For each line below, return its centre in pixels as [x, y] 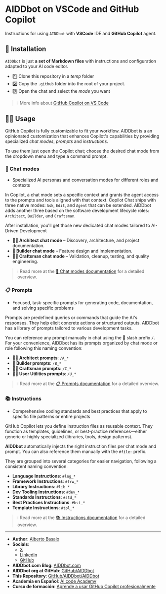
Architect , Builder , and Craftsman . [40, 216]
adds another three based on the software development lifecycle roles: [77, 210]
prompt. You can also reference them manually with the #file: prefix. [76, 452]
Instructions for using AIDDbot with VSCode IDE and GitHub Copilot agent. [81, 33]
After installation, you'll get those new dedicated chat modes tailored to [78, 225]
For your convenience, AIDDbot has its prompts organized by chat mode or [82, 343]
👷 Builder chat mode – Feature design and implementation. [72, 251]
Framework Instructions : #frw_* [45, 481]
